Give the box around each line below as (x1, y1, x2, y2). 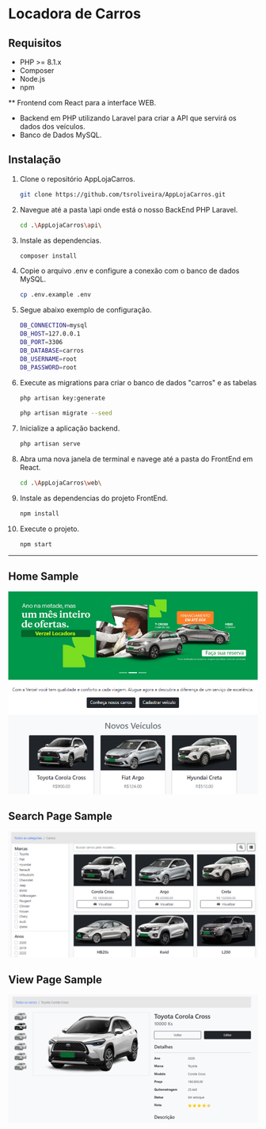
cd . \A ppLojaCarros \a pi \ (19, 221, 102, 229)
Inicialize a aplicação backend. (19, 423, 120, 433)
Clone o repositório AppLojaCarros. (19, 174, 136, 183)
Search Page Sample (8, 809, 112, 823)
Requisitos (8, 36, 62, 50)
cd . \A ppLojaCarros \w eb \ (19, 479, 102, 488)
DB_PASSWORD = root (19, 363, 78, 371)
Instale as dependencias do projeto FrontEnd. (19, 493, 169, 503)
